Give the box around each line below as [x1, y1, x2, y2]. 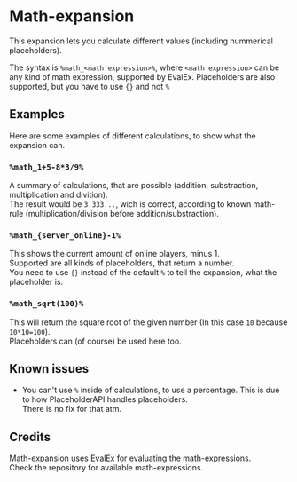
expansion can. [9, 139, 66, 150]
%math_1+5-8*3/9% [9, 162, 84, 172]
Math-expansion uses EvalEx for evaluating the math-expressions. [9, 453, 252, 463]
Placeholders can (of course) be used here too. [9, 336, 182, 346]
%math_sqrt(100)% [9, 299, 84, 309]
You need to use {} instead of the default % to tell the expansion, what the [9, 267, 277, 278]
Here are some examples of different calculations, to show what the [9, 130, 256, 141]
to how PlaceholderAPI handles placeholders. [21, 394, 188, 405]
